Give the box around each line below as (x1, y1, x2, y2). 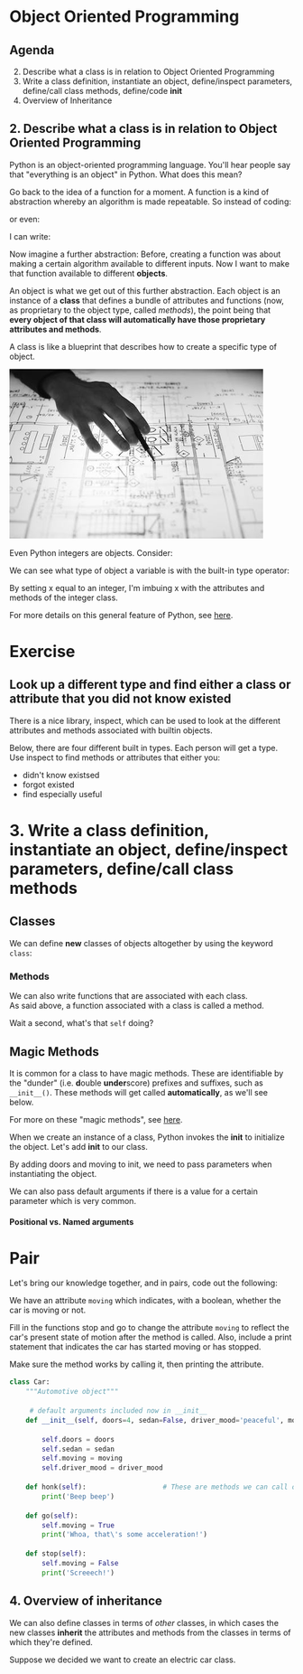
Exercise (9, 642, 76, 662)
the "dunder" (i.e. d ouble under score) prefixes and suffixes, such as (9, 1077, 263, 1088)
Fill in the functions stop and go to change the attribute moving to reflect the (9, 1322, 290, 1333)
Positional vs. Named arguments (9, 1216, 134, 1227)
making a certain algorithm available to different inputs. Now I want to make (9, 258, 290, 268)
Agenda (9, 42, 55, 58)
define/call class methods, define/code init (22, 86, 183, 96)
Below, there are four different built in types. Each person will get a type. (9, 742, 278, 753)
